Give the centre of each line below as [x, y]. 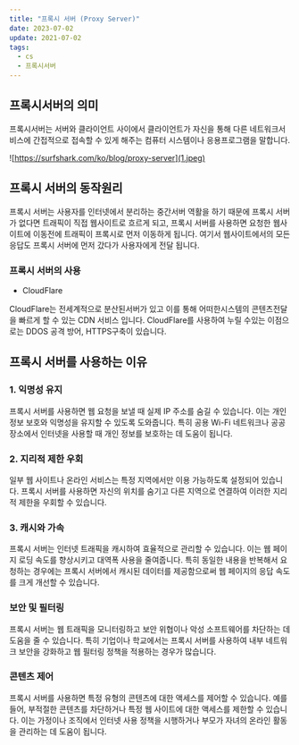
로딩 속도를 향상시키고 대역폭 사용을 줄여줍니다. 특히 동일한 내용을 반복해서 [148, 560]
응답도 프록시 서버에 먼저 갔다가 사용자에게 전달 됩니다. [104, 245]
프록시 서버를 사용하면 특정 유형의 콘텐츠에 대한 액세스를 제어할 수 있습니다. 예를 [149, 698]
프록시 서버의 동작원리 [66, 188]
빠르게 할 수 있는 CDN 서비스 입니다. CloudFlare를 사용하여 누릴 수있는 [142, 320]
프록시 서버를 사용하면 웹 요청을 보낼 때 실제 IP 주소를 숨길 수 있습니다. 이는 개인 [148, 411]
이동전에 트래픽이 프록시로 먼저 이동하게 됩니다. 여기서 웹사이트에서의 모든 [162, 233]
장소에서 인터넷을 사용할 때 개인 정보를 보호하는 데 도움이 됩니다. [121, 433]
